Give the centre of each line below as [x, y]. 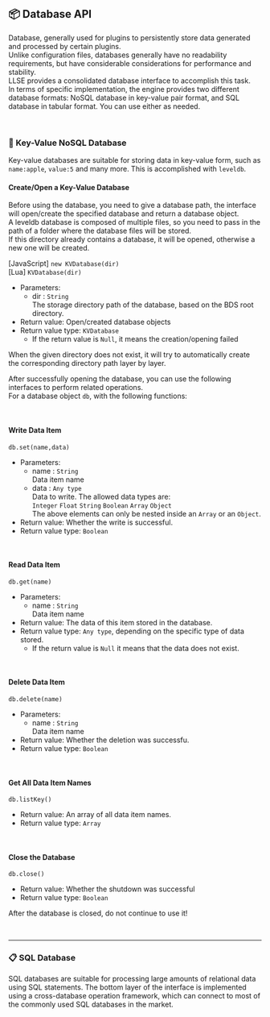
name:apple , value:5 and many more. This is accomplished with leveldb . [127, 169]
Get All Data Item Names [50, 782]
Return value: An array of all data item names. [95, 815]
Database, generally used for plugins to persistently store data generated [129, 37]
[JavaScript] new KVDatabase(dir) [64, 264]
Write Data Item [35, 430]
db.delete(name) [35, 699]
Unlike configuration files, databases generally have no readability [118, 55]
